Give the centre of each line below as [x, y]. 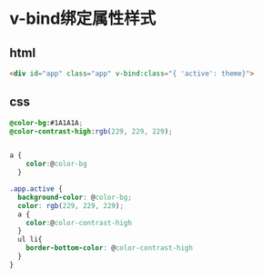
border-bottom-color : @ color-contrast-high [110, 248]
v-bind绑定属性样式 [83, 19]
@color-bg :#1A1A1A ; [46, 123]
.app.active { [36, 189]
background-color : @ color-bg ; [75, 197]
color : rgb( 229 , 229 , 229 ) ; [71, 205]
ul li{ [30, 240]
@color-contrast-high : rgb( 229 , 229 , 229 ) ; [91, 131]
